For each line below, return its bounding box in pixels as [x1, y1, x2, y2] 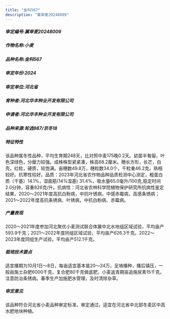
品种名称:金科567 [5, 56, 42, 62]
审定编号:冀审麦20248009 [5, 28, 62, 35]
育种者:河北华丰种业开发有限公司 [5, 97, 74, 103]
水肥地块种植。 [5, 308, 37, 314]
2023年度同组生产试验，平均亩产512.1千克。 [5, 236, 97, 242]
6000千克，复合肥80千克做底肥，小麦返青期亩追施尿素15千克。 [31, 269, 164, 275]
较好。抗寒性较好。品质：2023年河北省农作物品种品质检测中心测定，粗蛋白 [5, 171, 163, 178]
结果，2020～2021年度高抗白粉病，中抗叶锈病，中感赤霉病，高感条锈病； [5, 191, 160, 197]
